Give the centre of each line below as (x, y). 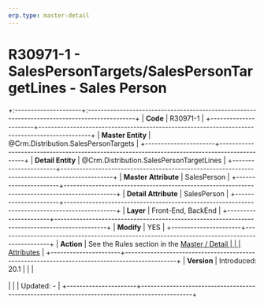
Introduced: (238, 260)
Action (71, 244)
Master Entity (124, 135)
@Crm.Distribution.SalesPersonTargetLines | (154, 160)
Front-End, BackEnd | (186, 210)
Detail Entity (56, 160)
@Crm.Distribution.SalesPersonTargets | (74, 143)
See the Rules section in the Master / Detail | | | (164, 244)
